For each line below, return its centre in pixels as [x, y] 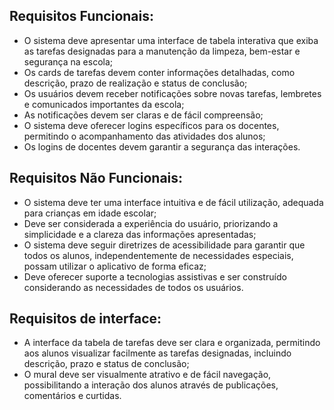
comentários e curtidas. [72, 396]
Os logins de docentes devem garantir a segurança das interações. [162, 146]
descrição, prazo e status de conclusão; [106, 364]
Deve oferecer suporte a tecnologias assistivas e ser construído [155, 276]
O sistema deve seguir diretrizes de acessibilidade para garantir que [164, 245]
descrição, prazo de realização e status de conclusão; [135, 83]
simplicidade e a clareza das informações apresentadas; [140, 234]
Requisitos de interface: [85, 319]
